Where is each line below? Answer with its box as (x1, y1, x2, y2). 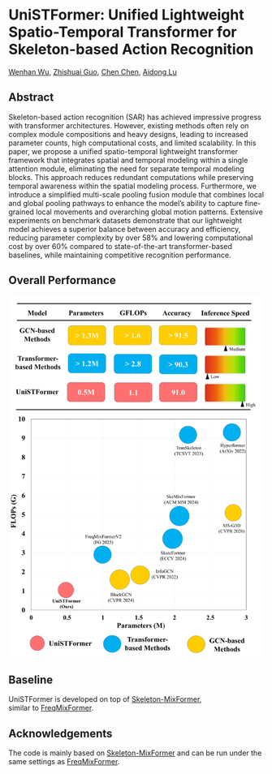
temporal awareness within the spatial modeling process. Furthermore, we (8, 181, 257, 191)
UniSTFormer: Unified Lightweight (8, 6, 245, 24)
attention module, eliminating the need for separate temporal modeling (8, 164, 244, 174)
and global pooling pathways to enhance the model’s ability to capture (8, 198, 244, 208)
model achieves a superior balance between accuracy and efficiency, (8, 224, 241, 234)
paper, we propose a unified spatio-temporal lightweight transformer (8, 146, 238, 156)
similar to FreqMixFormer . (8, 703, 94, 713)
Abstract (8, 91, 54, 105)
